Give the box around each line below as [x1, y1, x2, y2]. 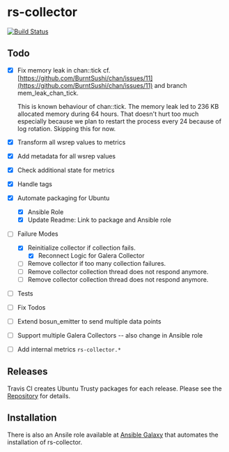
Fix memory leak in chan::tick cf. [17, 66, 111, 74]
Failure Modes [17, 229, 58, 238]
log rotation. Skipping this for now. [17, 124, 116, 133]
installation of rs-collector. [7, 437, 82, 446]
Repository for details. [7, 391, 71, 400]
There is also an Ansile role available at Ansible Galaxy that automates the [7, 430, 219, 439]
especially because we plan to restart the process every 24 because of [17, 116, 221, 126]
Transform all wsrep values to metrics [17, 137, 126, 146]
